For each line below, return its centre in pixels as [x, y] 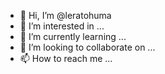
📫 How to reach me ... [66, 58]
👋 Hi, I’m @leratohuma [65, 15]
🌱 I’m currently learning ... [73, 36]
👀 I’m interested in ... [62, 26]
